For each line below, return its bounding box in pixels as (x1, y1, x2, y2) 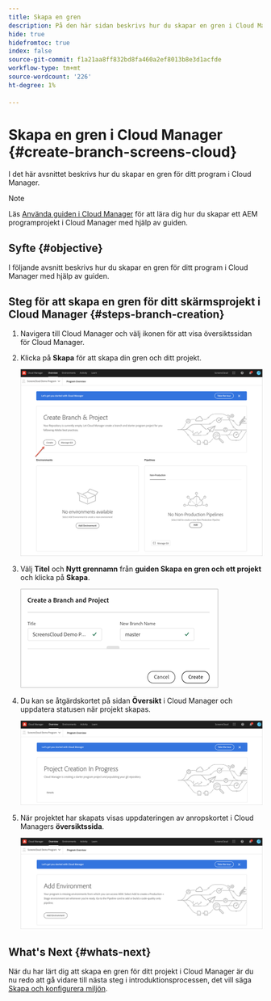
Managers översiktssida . (19, 822, 105, 831)
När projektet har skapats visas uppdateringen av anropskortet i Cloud (19, 813, 254, 823)
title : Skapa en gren (8, 13, 81, 21)
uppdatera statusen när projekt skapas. (19, 704, 151, 714)
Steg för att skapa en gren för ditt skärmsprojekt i (8, 295, 261, 309)
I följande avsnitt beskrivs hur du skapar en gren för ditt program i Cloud (8, 263, 248, 272)
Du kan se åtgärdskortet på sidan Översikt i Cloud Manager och (19, 696, 233, 706)
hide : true (8, 30, 45, 38)
